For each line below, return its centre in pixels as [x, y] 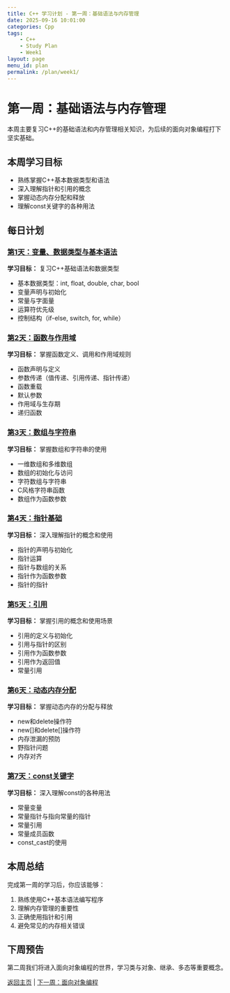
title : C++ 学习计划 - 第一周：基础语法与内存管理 [73, 14]
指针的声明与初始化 [45, 549]
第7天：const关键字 [41, 776]
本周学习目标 [35, 162]
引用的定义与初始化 [45, 636]
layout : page [26, 59]
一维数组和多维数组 [45, 463]
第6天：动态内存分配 [42, 691]
